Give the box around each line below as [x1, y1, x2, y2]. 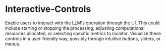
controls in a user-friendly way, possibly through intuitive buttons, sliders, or [5, 36, 161, 42]
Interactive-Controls [5, 3, 91, 15]
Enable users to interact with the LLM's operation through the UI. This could [5, 20, 160, 26]
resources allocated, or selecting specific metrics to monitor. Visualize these [5, 30, 161, 36]
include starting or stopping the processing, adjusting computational [5, 25, 145, 31]
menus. [5, 41, 21, 47]
